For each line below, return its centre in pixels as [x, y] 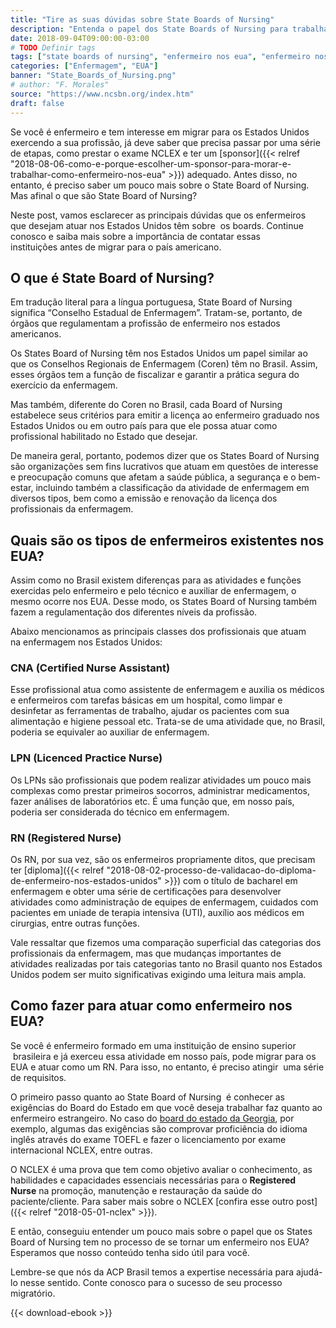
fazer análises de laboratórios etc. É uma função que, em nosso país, [152, 801]
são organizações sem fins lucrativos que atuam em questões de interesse [164, 467]
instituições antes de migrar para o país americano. [116, 247]
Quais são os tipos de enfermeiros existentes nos [167, 540]
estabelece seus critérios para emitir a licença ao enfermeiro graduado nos [165, 415]
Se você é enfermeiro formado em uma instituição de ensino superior [153, 1045]
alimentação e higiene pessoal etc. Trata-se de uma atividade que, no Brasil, [168, 722]
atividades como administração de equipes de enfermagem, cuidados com [164, 902]
